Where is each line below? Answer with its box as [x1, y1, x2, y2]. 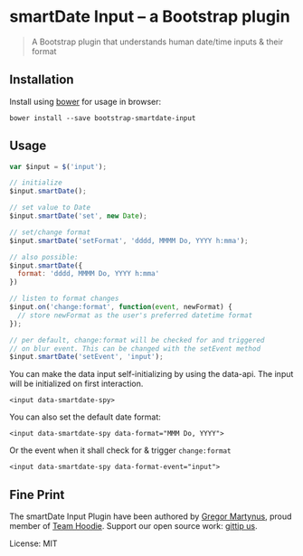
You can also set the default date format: [9, 411, 161, 422]
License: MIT [9, 538, 58, 549]
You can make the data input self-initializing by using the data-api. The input [9, 369, 294, 380]
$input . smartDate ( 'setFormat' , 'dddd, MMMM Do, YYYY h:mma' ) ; [9, 236, 249, 245]
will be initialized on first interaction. [9, 378, 144, 390]
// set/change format [9, 228, 91, 237]
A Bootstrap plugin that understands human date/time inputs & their [31, 36, 283, 47]
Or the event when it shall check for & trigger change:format [9, 445, 232, 456]
